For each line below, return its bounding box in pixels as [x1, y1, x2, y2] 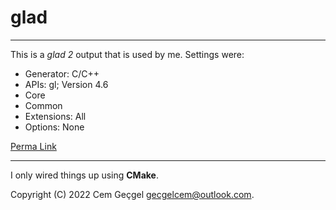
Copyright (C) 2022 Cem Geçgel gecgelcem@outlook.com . [10, 188, 255, 200]
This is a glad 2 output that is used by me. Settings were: [10, 48, 245, 60]
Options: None [24, 121, 85, 133]
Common [24, 99, 63, 111]
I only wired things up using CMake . [10, 169, 159, 181]
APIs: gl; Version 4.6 [24, 78, 109, 90]
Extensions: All [24, 110, 87, 122]
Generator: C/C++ [24, 67, 100, 80]
